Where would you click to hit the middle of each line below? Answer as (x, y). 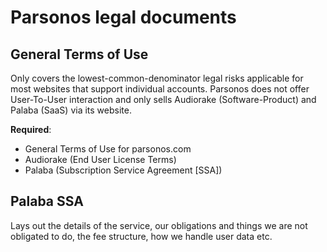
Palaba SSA (47, 201)
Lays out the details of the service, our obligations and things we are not (159, 225)
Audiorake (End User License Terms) (100, 159)
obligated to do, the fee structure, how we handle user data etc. (141, 236)
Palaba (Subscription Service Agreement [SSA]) (123, 170)
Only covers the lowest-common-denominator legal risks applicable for (157, 78)
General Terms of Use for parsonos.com (108, 149)
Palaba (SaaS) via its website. (71, 110)
